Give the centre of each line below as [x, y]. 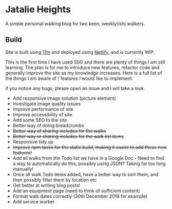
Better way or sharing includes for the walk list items [68, 136]
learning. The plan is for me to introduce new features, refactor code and [82, 67]
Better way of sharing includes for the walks [59, 131]
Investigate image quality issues [47, 103]
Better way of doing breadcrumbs [49, 125]
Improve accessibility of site [42, 114]
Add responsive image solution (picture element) [64, 98]
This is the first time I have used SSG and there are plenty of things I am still [85, 62]
